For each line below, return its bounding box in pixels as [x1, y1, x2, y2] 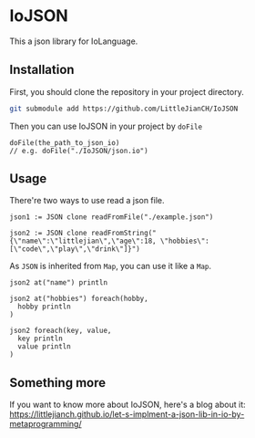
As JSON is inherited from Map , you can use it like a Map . [9, 261, 212, 272]
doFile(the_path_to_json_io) [9, 138, 120, 147]
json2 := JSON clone [9, 229, 88, 238]
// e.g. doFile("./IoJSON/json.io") [9, 146, 148, 155]
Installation [9, 62, 75, 78]
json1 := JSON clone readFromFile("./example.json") [9, 213, 214, 222]
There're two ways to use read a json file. [9, 195, 166, 206]
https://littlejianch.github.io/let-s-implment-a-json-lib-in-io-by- [9, 409, 245, 420]
